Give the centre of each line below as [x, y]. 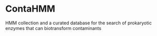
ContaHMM [30, 9]
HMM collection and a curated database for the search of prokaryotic [79, 23]
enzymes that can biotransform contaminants [53, 28]
